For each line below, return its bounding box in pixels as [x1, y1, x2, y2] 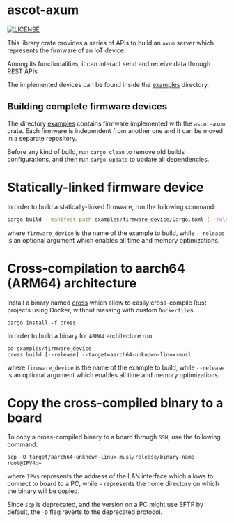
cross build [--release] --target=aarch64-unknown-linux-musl [7, 351, 192, 358]
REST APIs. [7, 67, 40, 75]
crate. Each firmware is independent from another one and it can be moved [7, 126, 224, 135]
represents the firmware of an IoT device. [7, 46, 126, 54]
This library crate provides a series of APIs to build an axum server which [7, 38, 214, 47]
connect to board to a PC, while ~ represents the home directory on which [7, 480, 219, 488]
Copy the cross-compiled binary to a [7, 395, 224, 411]
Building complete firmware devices [7, 100, 168, 113]
